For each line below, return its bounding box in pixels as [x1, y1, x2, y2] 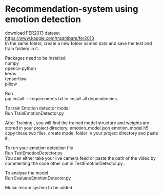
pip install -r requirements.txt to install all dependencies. [5, 95, 118, 101]
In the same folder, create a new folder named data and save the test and [5, 40, 152, 46]
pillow [5, 81, 17, 87]
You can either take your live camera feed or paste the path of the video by [5, 155, 156, 161]
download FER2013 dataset [5, 30, 60, 36]
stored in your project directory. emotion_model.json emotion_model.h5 [5, 125, 149, 130]
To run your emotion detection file [5, 145, 73, 151]
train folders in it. [5, 45, 39, 51]
